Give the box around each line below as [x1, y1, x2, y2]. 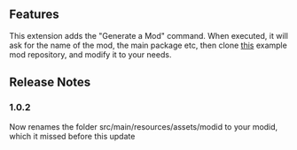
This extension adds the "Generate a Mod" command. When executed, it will [9, 30, 288, 41]
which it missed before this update [9, 131, 136, 141]
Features [9, 7, 59, 22]
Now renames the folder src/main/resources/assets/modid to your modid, [9, 121, 278, 131]
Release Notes [9, 75, 91, 90]
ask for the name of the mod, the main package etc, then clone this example [9, 40, 288, 50]
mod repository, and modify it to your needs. [9, 49, 172, 60]
